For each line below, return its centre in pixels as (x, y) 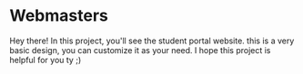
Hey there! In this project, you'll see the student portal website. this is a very (152, 41)
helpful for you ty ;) (45, 60)
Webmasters (59, 16)
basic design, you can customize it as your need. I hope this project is (140, 50)
